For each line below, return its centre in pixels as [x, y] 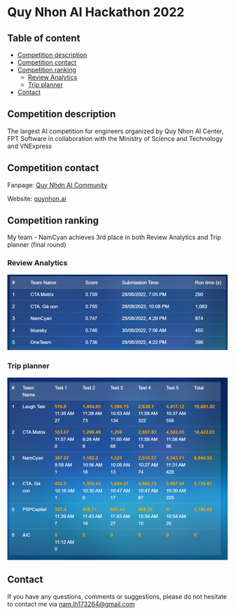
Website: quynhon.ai [37, 198]
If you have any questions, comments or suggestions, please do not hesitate [117, 596]
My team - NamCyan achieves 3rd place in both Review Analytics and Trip [114, 237]
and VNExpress [30, 146]
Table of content [44, 38]
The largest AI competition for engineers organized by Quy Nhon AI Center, [115, 131]
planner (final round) [37, 245]
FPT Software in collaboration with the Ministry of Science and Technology [115, 138]
